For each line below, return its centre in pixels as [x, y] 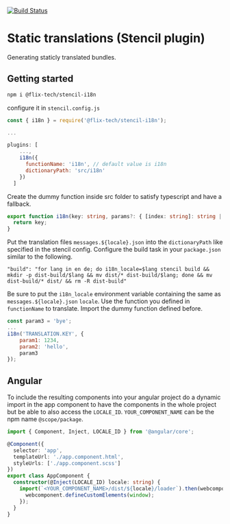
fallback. [19, 204]
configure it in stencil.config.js [54, 108]
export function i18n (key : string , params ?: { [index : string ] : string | [115, 216]
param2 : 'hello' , [44, 346]
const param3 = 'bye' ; [39, 321]
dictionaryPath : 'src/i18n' [65, 170]
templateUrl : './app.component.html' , [69, 457]
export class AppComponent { [49, 476]
